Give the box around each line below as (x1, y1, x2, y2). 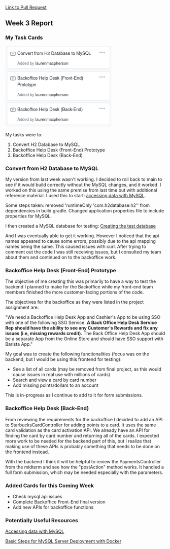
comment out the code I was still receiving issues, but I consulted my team (5, 248, 161, 255)
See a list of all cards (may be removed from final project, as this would (12, 366, 161, 372)
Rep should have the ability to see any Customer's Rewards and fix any (5, 325, 158, 331)
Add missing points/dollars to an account (12, 382, 99, 388)
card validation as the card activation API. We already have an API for (5, 427, 150, 433)
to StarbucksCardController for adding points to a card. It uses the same (5, 422, 156, 428)
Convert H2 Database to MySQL (12, 141, 80, 148)
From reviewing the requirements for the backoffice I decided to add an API (5, 416, 163, 422)
